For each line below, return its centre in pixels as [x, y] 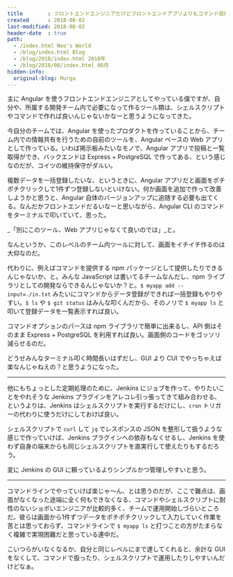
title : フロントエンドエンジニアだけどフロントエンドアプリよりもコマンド [113, 14]
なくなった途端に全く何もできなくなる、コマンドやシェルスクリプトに [119, 500]
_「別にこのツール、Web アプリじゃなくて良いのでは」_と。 [93, 230]
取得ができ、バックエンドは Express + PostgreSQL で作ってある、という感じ [117, 157]
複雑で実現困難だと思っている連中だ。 [68, 535]
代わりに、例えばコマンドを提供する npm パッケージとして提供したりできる [115, 268]
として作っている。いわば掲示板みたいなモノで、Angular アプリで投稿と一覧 [116, 148]
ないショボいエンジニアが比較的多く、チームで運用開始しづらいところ [119, 508]
